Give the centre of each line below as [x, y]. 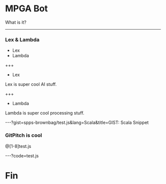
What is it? [16, 22]
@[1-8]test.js [18, 146]
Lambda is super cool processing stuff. [45, 113]
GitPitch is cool [23, 135]
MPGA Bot [26, 9]
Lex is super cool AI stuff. [31, 84]
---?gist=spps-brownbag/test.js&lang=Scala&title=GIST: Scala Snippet [77, 123]
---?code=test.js [22, 155]
